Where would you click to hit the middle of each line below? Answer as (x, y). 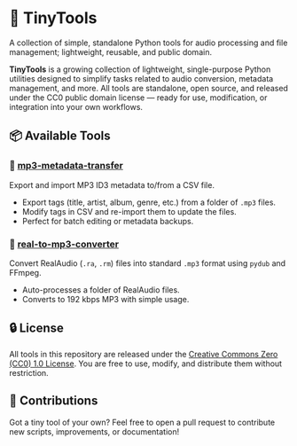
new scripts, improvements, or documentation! (94, 431)
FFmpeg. (25, 272)
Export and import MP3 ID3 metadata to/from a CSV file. (112, 184)
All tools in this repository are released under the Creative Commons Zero (144, 354)
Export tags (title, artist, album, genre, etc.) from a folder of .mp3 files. (149, 202)
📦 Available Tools (60, 136)
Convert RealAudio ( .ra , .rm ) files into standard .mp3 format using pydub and (148, 263)
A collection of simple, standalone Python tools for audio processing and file (148, 43)
